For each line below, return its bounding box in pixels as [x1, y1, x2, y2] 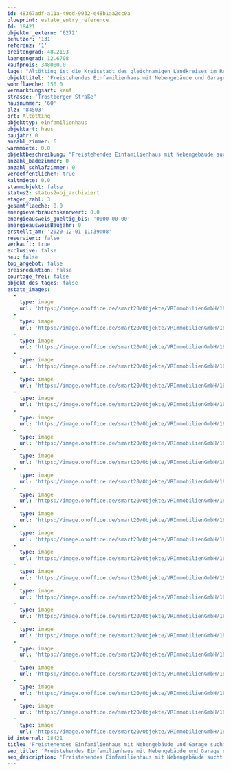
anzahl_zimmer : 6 [7, 139, 57, 146]
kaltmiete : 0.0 [7, 177, 51, 183]
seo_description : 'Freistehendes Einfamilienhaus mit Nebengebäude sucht [7, 754, 223, 761]
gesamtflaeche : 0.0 [7, 203, 63, 210]
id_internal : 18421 [7, 734, 63, 741]
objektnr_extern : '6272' [7, 29, 78, 37]
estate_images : [7, 286, 51, 293]
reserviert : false [7, 234, 60, 241]
